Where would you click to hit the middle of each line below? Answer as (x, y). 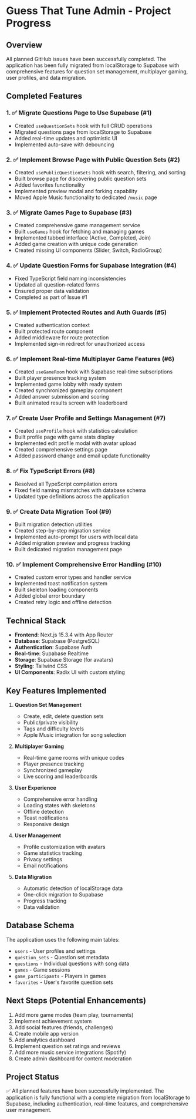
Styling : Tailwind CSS (41, 666)
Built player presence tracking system (60, 378)
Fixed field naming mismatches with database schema (80, 490)
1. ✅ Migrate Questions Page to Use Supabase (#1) (79, 113)
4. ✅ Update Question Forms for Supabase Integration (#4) (92, 265)
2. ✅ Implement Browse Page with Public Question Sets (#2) (93, 160)
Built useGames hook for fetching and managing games (80, 232)
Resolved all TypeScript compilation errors (66, 484)
